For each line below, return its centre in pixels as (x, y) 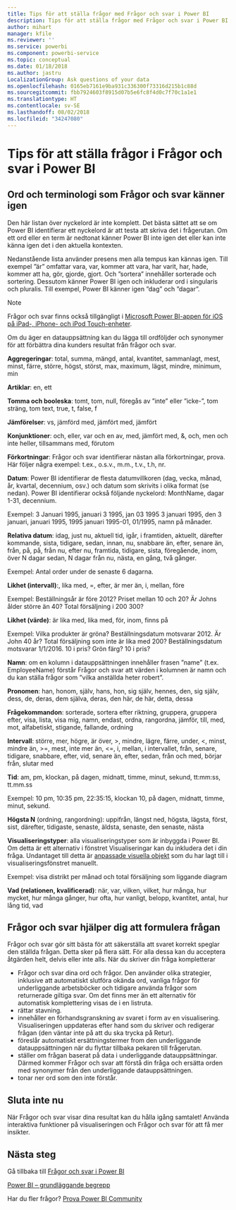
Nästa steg (32, 1154)
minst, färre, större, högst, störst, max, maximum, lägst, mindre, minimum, (114, 366)
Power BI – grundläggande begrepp (59, 1185)
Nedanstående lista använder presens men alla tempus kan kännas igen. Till (118, 259)
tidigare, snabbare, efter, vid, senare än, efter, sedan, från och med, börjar (115, 756)
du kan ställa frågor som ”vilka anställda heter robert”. (86, 677)
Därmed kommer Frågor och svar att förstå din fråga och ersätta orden (120, 1063)
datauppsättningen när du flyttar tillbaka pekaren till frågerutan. (110, 1048)
